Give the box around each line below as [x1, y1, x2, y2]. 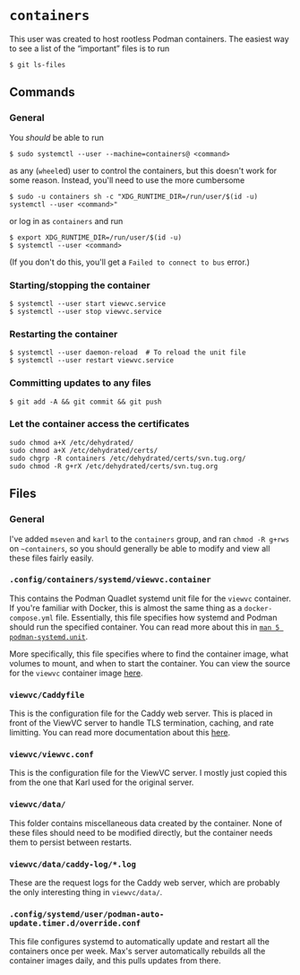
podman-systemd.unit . [9, 631, 89, 641]
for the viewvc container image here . [9, 667, 143, 678]
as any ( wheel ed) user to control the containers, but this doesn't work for [9, 165, 278, 176]
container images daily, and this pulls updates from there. [9, 955, 221, 966]
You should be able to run [9, 132, 105, 143]
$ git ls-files [9, 60, 66, 69]
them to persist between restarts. [9, 837, 133, 848]
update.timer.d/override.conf [9, 918, 141, 928]
